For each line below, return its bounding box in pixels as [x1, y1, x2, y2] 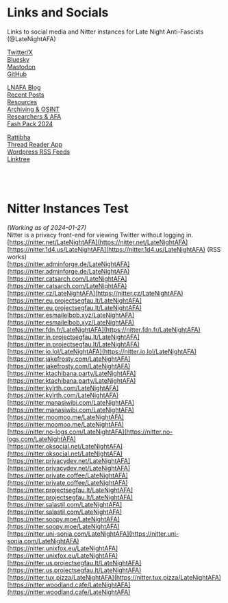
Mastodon [7, 62, 36, 71]
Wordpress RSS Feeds [7, 147, 71, 156]
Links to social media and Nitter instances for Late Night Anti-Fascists [7, 27, 204, 36]
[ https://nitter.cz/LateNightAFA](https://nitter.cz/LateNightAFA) [7, 289, 183, 297]
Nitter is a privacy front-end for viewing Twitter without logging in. [7, 230, 194, 239]
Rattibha [7, 132, 31, 141]
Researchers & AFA [7, 112, 62, 121]
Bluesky [7, 55, 29, 63]
